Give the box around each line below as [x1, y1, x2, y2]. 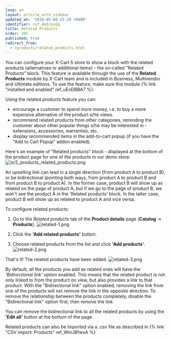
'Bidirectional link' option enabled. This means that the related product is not [5, 271, 165, 277]
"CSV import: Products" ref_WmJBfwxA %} [5, 329, 96, 335]
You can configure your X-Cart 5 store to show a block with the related [5, 59, 153, 65]
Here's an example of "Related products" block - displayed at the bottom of [5, 148, 163, 154]
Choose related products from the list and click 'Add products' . [12, 241, 146, 247]
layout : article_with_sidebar [5, 12, 70, 17]
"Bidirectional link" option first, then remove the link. [5, 298, 114, 304]
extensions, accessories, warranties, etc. [12, 128, 99, 134]
